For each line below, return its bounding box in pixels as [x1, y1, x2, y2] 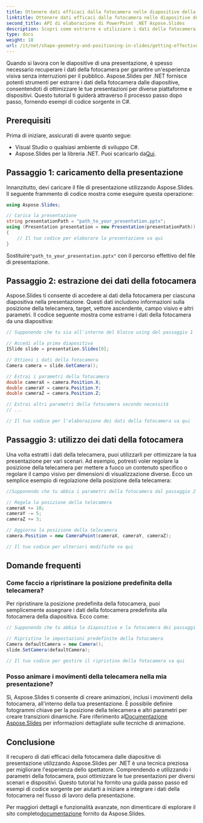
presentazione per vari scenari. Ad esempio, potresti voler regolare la [6, 457, 179, 465]
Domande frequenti [6, 560, 82, 571]
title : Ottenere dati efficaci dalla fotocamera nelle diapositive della [6, 8, 196, 15]
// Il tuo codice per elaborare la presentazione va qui [17, 235, 164, 241]
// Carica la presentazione [6, 213, 77, 219]
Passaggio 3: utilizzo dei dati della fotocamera [6, 435, 184, 445]
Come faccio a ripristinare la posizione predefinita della [6, 579, 172, 587]
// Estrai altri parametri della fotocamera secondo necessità [6, 401, 169, 408]
